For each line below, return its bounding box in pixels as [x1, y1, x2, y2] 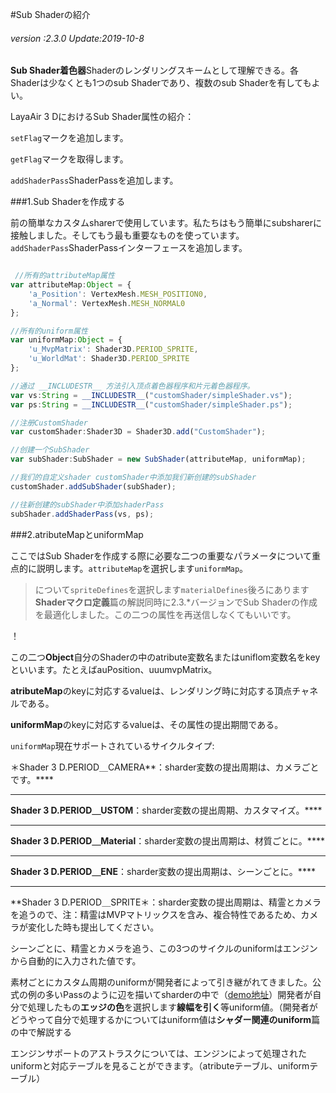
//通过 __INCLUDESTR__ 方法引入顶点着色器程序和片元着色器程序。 [10, 381, 255, 391]
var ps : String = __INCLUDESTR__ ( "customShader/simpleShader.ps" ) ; [10, 399, 293, 410]
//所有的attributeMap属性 [14, 271, 115, 281]
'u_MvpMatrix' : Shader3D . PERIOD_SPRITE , [28, 344, 199, 355]
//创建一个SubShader [10, 445, 90, 455]
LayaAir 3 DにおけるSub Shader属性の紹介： [10, 111, 195, 123]
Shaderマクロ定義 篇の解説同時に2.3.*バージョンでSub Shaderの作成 [34, 596, 318, 608]
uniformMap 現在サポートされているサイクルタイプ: [10, 739, 215, 752]
